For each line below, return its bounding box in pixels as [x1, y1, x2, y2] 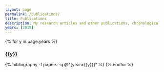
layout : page [5, 7, 32, 12]
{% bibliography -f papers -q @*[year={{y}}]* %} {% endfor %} [5, 62, 134, 68]
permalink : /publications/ [5, 12, 60, 17]
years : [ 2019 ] [5, 25, 34, 30]
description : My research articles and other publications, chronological [5, 20, 161, 26]
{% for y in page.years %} [5, 38, 58, 44]
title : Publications [5, 16, 47, 21]
